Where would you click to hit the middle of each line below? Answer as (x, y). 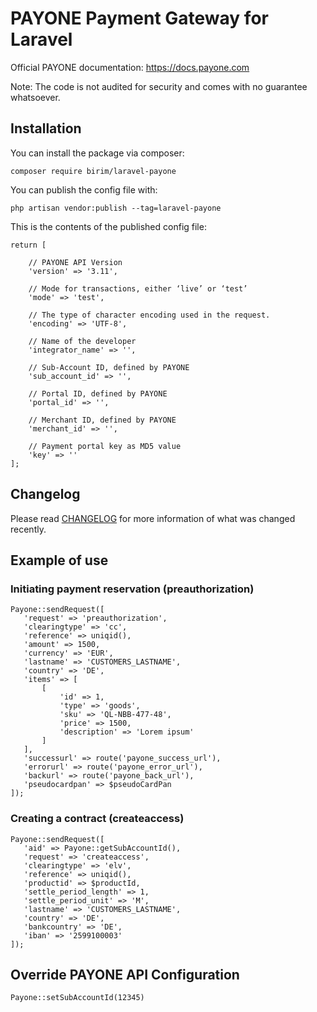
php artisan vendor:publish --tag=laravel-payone (116, 208)
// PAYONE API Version (75, 262)
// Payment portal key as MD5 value (105, 446)
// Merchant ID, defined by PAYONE (102, 420)
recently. (28, 529)
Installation (46, 128)
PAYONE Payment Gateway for (139, 18)
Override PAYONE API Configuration (125, 974)
